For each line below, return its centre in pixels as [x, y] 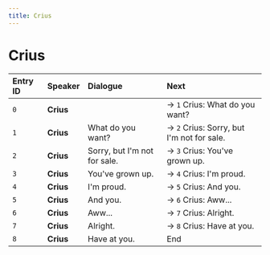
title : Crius [30, 16]
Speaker [63, 86]
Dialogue [105, 86]
